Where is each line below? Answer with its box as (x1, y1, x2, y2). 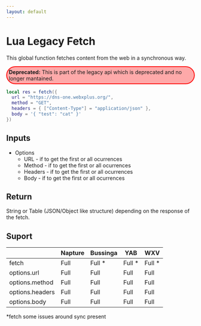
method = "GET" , (11, 100, 52, 106)
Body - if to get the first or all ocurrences (23, 174, 125, 182)
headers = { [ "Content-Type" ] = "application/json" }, (11, 106, 151, 112)
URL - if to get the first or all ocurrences (23, 155, 123, 162)
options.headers (9, 288, 55, 296)
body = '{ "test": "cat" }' (11, 111, 82, 117)
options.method (9, 278, 54, 287)
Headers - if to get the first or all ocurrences (23, 168, 133, 175)
